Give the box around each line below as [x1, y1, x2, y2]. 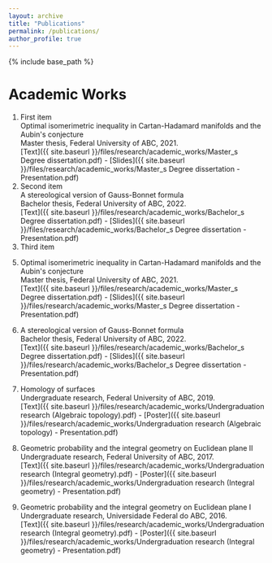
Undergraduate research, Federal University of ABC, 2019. [19, 393, 215, 403]
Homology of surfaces [19, 384, 96, 395]
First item [19, 112, 52, 122]
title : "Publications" [8, 20, 85, 28]
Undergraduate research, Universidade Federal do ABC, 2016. [19, 511, 227, 521]
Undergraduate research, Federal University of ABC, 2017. [19, 452, 214, 462]
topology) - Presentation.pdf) [19, 428, 119, 438]
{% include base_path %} [8, 57, 94, 67]
